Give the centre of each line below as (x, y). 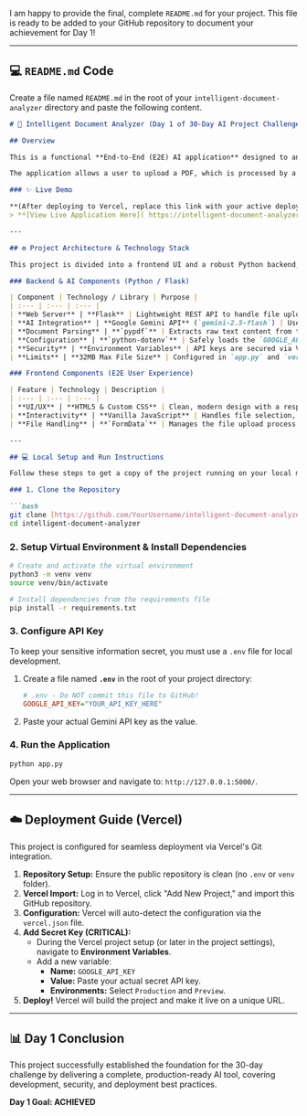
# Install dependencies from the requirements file (110, 599)
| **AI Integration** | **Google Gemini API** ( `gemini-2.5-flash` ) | (147, 324)
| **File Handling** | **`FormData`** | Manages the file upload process (153, 424)
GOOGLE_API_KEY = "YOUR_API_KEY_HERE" (92, 704)
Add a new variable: (74, 961)
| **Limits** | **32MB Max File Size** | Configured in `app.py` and (145, 357)
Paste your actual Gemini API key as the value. (110, 721)
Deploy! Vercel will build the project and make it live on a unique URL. (153, 1000)
